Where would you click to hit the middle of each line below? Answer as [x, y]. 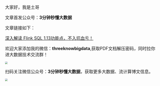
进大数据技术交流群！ [26, 54]
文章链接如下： [20, 28]
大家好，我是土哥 [22, 7]
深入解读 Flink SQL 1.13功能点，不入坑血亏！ [49, 38]
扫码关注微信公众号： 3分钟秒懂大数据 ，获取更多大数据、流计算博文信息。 [79, 71]
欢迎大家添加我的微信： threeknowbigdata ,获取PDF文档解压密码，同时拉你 [80, 48]
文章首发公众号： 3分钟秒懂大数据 [39, 17]
